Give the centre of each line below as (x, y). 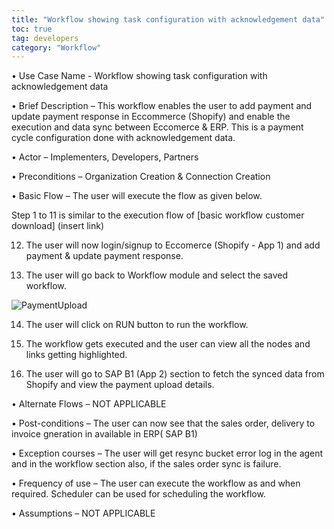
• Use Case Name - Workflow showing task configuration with (139, 76)
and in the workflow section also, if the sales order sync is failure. (146, 464)
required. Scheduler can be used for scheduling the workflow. (138, 494)
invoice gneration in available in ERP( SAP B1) (104, 434)
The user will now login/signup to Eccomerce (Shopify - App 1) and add (173, 245)
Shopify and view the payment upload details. (120, 385)
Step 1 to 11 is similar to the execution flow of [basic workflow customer (158, 215)
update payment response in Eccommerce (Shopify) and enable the (151, 117)
